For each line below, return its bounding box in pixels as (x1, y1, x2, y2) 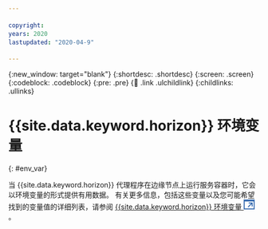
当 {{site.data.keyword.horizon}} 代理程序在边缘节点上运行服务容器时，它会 (8, 180, 257, 190)
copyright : (8, 21, 45, 30)
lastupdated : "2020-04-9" (8, 38, 94, 46)
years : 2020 (8, 30, 48, 38)
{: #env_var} (8, 164, 48, 173)
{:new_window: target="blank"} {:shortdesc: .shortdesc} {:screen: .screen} (8, 69, 254, 79)
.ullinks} (8, 86, 34, 96)
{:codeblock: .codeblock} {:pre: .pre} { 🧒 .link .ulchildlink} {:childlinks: (8, 78, 234, 88)
